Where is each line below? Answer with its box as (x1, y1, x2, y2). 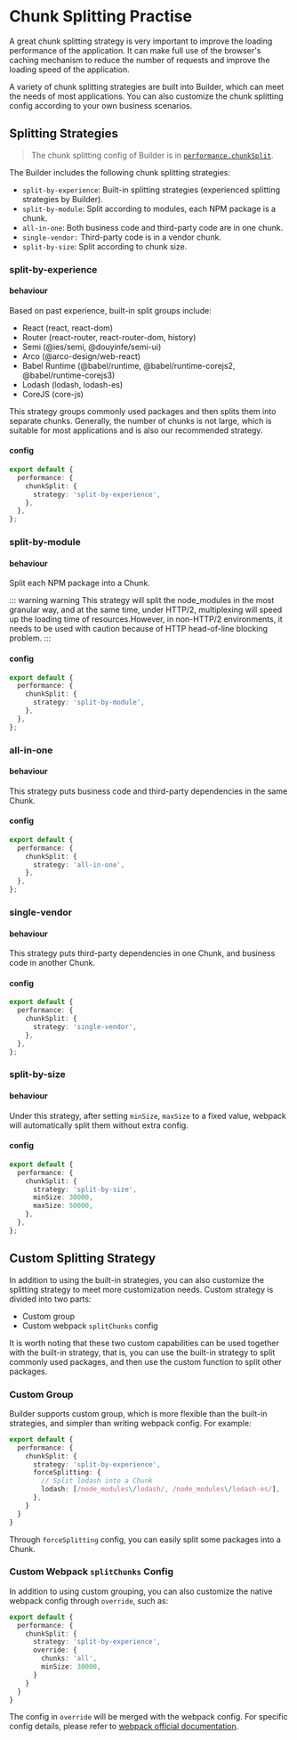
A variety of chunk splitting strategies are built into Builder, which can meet (9, 81, 285, 92)
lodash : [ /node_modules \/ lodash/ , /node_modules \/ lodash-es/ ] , (41, 1485, 280, 1494)
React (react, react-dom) (21, 323, 114, 333)
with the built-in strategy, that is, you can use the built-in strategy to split (9, 1347, 276, 1358)
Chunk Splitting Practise (9, 6, 193, 27)
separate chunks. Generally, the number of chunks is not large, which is (9, 415, 273, 426)
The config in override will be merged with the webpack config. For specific (9, 1711, 288, 1722)
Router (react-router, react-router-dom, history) (21, 331, 197, 342)
